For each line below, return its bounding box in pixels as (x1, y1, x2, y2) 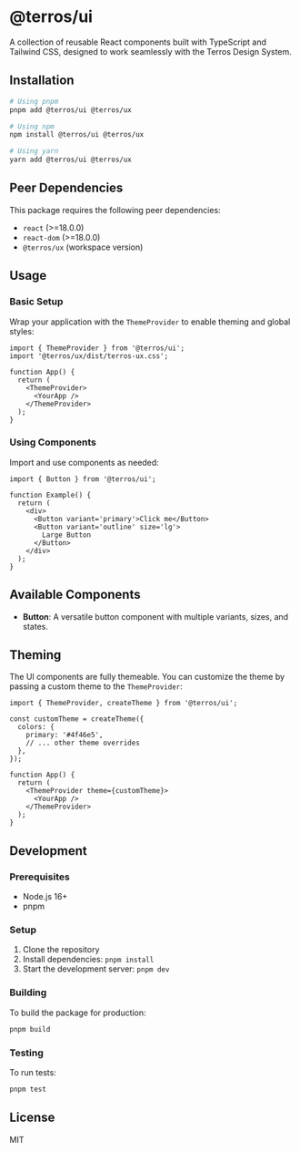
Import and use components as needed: (9, 457, 159, 468)
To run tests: (9, 1066, 56, 1077)
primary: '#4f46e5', (25, 731, 104, 740)
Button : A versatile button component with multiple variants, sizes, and (22, 611, 289, 622)
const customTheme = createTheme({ (9, 715, 145, 724)
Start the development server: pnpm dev (22, 963, 170, 974)
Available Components (9, 587, 141, 602)
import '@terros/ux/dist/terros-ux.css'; (9, 351, 169, 361)
